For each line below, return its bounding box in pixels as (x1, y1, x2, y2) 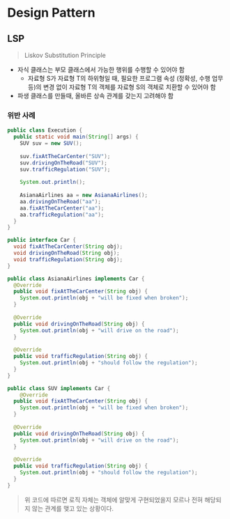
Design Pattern (7, 5, 95, 21)
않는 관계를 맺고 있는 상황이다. (31, 504, 114, 513)
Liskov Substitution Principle (24, 51, 106, 59)
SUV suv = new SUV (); (20, 140, 82, 147)
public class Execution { (7, 127, 82, 134)
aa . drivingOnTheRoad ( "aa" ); (20, 198, 101, 205)
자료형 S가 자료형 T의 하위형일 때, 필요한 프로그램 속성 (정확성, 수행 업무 (27, 75, 224, 82)
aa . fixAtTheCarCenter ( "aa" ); (20, 204, 105, 212)
